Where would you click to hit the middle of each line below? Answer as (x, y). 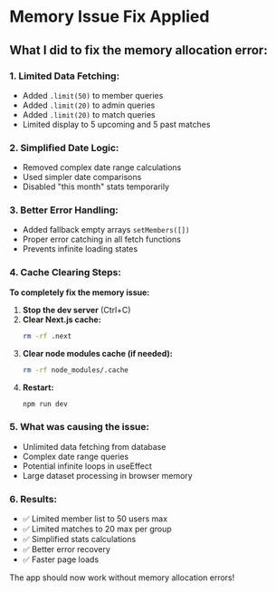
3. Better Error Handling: (64, 210)
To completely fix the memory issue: (80, 292)
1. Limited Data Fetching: (65, 76)
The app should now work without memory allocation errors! (122, 578)
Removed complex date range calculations (102, 167)
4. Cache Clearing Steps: (66, 272)
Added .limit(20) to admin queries (89, 105)
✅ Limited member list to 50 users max (95, 519)
